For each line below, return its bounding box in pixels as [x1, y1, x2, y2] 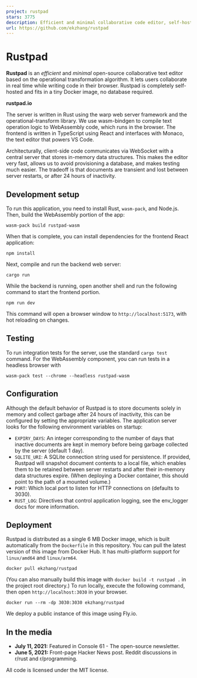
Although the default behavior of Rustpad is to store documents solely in [6, 404, 181, 411]
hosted [6, 89, 23, 96]
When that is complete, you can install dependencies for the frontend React [6, 233, 189, 240]
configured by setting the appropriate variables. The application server [6, 417, 177, 424]
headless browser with [6, 362, 61, 369]
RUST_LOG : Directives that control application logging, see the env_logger [14, 497, 189, 504]
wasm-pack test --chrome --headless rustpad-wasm [6, 373, 130, 379]
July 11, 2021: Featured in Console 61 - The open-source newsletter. [14, 643, 180, 650]
